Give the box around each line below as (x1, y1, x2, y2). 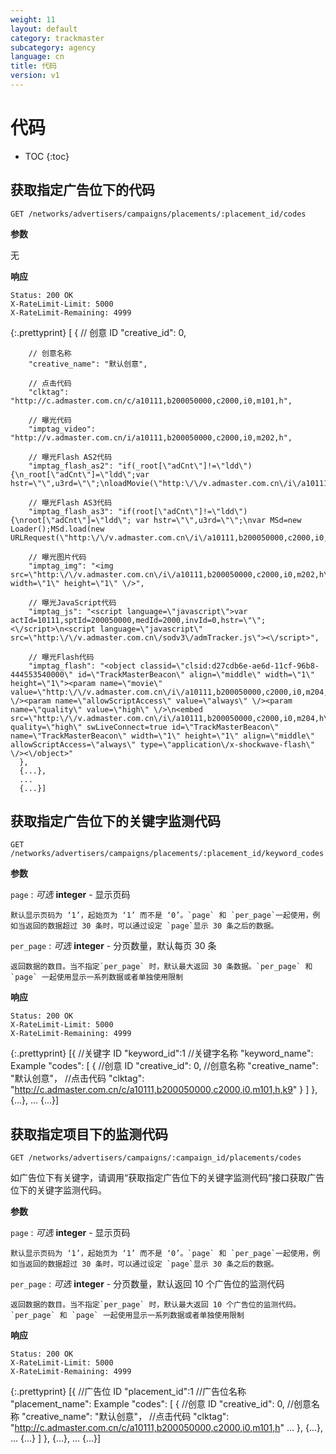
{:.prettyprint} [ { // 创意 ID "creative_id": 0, (10, 326, 187, 338)
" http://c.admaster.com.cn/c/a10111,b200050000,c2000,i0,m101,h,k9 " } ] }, (10, 1084, 318, 1096)
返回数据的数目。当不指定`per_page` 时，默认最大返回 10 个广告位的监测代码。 (10, 1300, 302, 1310)
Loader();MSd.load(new (10, 524, 105, 534)
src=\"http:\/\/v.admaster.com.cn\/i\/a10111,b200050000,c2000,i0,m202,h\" (10, 569, 333, 580)
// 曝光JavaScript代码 (28, 597, 117, 608)
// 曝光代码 (28, 415, 72, 425)
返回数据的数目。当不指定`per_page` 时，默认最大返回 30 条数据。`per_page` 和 (10, 962, 313, 972)
